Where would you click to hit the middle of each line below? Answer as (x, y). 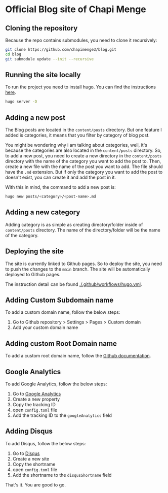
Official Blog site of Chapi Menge (76, 9)
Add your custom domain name (45, 327)
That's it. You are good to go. (35, 485)
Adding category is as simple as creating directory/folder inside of (74, 224)
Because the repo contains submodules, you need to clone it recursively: (81, 40)
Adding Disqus (29, 431)
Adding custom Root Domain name (61, 343)
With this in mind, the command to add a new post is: (60, 187)
